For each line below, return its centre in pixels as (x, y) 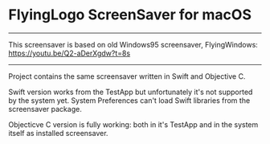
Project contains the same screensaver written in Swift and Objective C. (127, 76)
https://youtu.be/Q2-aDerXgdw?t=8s (70, 53)
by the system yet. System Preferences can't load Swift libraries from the (129, 100)
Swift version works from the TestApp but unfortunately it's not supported (131, 92)
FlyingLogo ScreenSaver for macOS (130, 15)
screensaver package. (45, 109)
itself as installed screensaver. (58, 133)
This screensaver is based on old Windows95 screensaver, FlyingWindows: (133, 44)
